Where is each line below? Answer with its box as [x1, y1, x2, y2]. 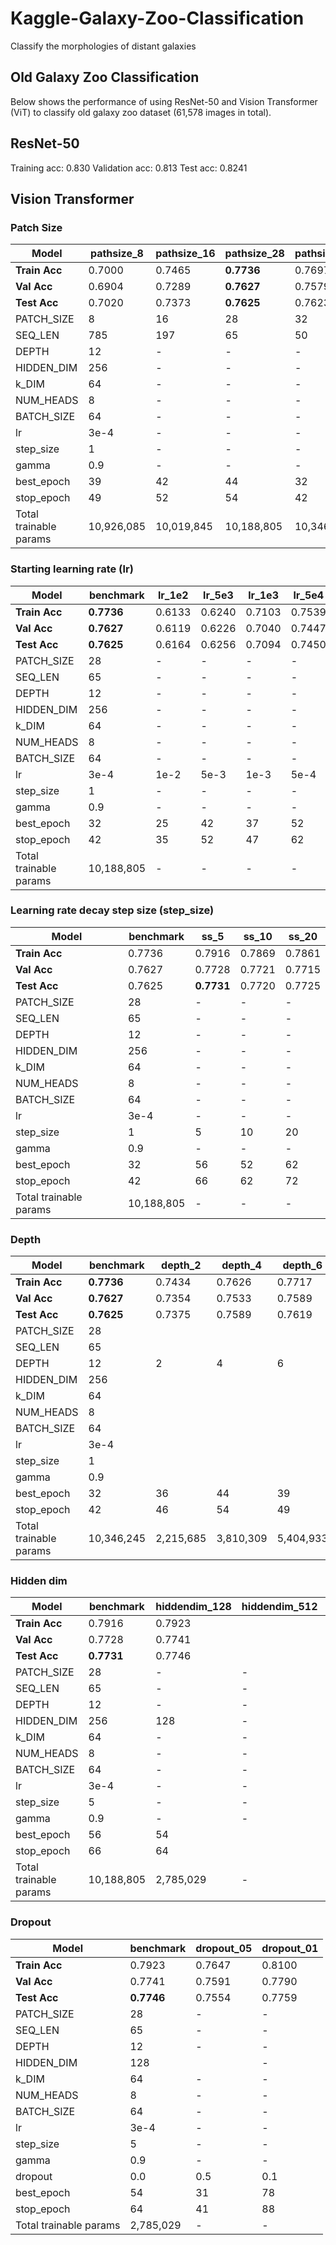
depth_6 [282, 1258, 323, 1272]
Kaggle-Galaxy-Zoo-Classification [10, 7, 305, 30]
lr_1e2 [157, 588, 189, 602]
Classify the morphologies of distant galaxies [10, 40, 197, 52]
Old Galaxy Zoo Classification [10, 69, 200, 86]
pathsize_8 [89, 247, 144, 261]
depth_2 [161, 1258, 202, 1272]
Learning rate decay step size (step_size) [10, 903, 215, 917]
